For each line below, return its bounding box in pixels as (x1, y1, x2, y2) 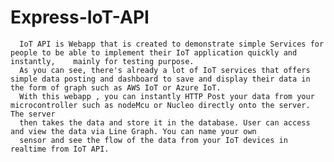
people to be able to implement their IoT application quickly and (10, 47, 298, 58)
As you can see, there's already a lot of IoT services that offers (19, 65, 311, 75)
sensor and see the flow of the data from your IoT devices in (19, 135, 288, 145)
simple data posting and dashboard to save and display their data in (10, 74, 311, 84)
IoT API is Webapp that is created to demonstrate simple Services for (19, 39, 325, 49)
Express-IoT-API (10, 6, 150, 29)
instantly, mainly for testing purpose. (10, 56, 195, 66)
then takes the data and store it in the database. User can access (19, 117, 311, 128)
